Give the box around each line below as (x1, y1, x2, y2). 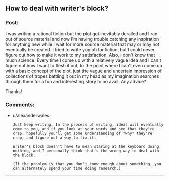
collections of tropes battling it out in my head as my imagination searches (5, 73, 159, 79)
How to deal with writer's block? (5, 4, 109, 13)
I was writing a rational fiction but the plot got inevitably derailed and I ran (5, 30, 158, 37)
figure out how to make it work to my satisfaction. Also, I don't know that (5, 52, 155, 58)
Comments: (5, 101, 35, 108)
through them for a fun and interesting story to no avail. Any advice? (5, 78, 147, 84)
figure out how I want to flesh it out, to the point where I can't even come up (5, 62, 162, 68)
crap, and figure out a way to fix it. (12, 135, 97, 140)
